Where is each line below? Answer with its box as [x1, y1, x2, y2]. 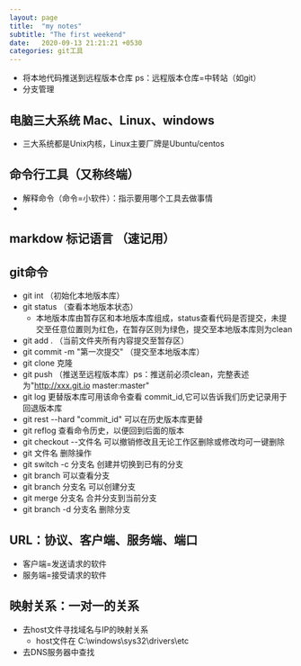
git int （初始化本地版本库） [22, 290, 125, 301]
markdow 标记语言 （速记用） [9, 231, 175, 247]
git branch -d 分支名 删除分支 [22, 503, 131, 514]
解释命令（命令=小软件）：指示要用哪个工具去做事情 [22, 193, 214, 203]
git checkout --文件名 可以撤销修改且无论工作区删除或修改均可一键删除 [22, 436, 286, 446]
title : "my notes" [9, 22, 83, 31]
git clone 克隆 [22, 357, 74, 368]
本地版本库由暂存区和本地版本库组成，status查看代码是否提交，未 [35, 312, 279, 323]
